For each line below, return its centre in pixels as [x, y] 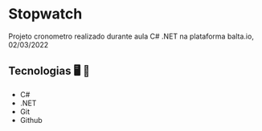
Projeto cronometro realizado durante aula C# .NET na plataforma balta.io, [131, 36]
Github [31, 120]
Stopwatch [45, 14]
